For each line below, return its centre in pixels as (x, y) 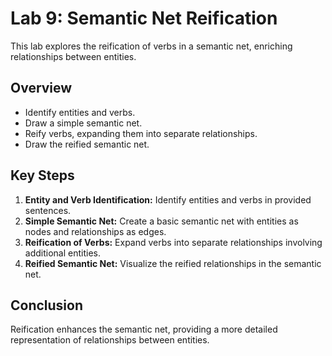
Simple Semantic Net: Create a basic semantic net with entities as (161, 221)
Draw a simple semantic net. (83, 123)
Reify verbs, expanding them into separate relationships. (141, 133)
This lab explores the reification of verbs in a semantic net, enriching (151, 46)
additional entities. (62, 253)
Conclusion (47, 305)
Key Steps (42, 175)
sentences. (48, 210)
